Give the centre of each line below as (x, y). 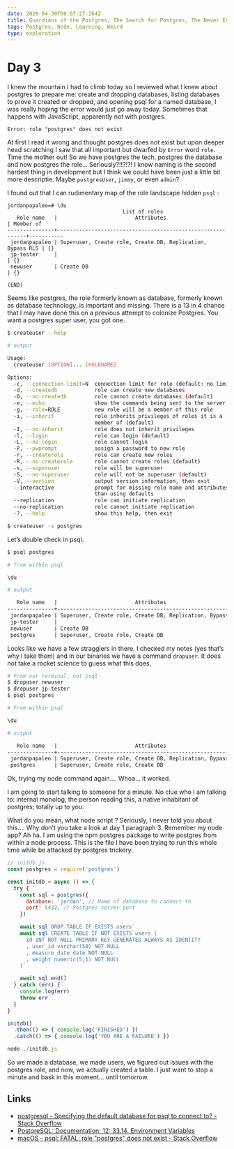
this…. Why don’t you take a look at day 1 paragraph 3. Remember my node (115, 828)
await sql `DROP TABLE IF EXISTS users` (78, 927)
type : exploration (34, 33)
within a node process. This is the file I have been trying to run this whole (112, 843)
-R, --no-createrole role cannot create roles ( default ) (107, 462)
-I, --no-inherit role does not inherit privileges (104, 429)
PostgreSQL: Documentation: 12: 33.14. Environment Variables (106, 1130)
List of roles (143, 212)
